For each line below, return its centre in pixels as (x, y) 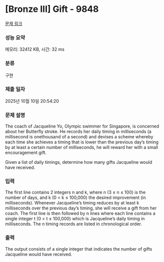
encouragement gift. (26, 153)
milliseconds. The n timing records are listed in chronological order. (74, 224)
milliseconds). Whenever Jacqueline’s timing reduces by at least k (72, 203)
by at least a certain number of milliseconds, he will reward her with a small (82, 147)
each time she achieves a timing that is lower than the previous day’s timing (82, 142)
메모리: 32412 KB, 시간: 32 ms (35, 49)
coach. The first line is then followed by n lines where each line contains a (80, 213)
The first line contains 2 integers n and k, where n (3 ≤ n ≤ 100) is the (75, 193)
